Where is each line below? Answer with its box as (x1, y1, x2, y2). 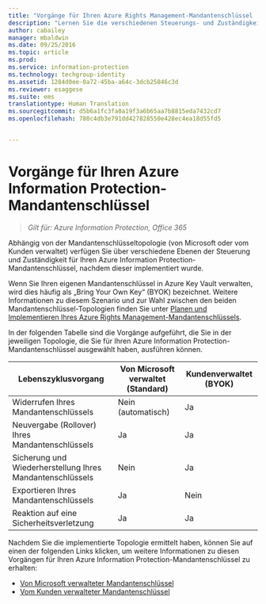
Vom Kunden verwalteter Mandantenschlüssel (19, 587, 170, 596)
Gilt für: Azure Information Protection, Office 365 (27, 223, 188, 232)
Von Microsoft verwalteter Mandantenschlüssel (19, 578, 174, 587)
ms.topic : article (8, 48, 69, 56)
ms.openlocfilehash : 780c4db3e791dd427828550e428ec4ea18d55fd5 (8, 115, 222, 123)
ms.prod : (8, 56, 37, 64)
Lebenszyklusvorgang (18, 373, 104, 384)
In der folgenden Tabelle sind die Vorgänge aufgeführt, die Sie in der (8, 327, 232, 337)
